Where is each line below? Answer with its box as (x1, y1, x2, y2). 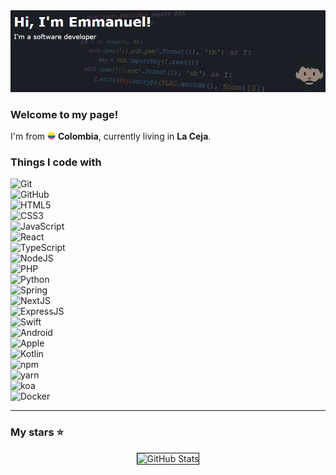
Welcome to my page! (10, 107, 119, 121)
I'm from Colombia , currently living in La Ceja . (10, 130, 212, 143)
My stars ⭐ (10, 425, 65, 439)
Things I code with (10, 155, 102, 169)
